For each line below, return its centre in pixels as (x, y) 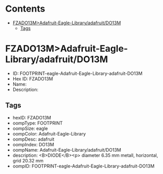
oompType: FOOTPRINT (38, 123)
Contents (25, 9)
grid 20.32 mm (28, 160)
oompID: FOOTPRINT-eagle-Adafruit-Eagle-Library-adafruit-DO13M (84, 166)
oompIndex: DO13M (33, 144)
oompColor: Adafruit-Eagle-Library (49, 134)
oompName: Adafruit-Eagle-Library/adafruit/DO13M (67, 150)
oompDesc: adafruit (34, 139)
